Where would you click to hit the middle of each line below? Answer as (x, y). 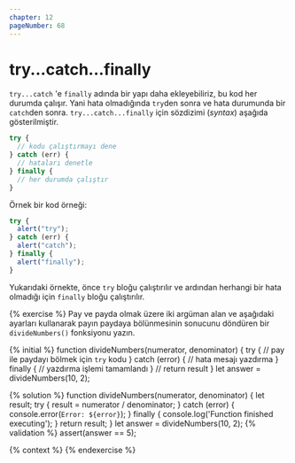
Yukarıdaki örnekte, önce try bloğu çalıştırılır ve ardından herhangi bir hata (145, 287)
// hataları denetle (55, 163)
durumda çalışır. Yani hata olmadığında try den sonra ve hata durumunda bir (147, 104)
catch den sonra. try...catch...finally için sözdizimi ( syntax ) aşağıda (139, 112)
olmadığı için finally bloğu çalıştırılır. (77, 297)
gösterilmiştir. (34, 122)
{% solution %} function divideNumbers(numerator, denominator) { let (137, 395)
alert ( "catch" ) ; (47, 246)
